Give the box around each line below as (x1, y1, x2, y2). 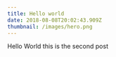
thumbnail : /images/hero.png (7, 23, 93, 30)
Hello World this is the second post (7, 42, 109, 51)
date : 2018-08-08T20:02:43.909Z (7, 17, 102, 24)
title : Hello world (7, 10, 65, 17)
